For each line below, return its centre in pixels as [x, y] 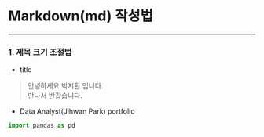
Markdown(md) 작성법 [81, 16]
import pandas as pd [42, 126]
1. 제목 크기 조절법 [40, 52]
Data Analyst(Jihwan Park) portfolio [77, 111]
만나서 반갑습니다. [55, 96]
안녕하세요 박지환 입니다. [65, 86]
